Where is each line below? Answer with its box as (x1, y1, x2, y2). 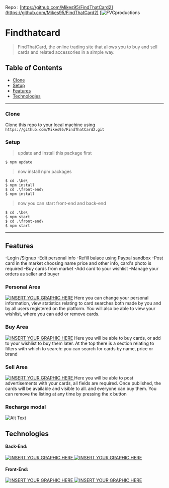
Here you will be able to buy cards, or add (74, 335, 161, 341)
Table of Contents (5, 64, 63, 72)
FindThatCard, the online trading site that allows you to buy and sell (17, 44, 157, 50)
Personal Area (5, 283, 41, 290)
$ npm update (5, 160, 33, 165)
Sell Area (5, 363, 28, 370)
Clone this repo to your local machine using (5, 122, 96, 128)
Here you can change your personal (74, 295, 149, 301)
